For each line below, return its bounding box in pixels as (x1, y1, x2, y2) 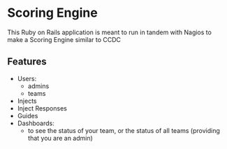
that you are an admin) (27, 134, 93, 142)
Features (7, 56, 47, 68)
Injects (17, 97, 37, 105)
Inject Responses (17, 104, 68, 113)
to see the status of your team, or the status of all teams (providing (27, 126, 220, 134)
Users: (17, 74, 37, 83)
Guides (17, 111, 38, 120)
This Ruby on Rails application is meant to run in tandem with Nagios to (7, 28, 212, 36)
